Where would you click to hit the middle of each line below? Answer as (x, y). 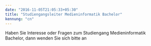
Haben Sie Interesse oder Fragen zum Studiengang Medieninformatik (75, 33)
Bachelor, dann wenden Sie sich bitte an (46, 38)
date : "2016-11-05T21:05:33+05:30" (42, 10)
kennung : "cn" (20, 19)
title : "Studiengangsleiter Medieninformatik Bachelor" (64, 14)
